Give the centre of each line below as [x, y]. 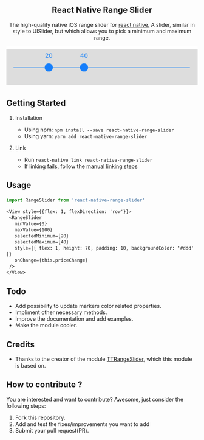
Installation [29, 117]
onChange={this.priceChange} [51, 260]
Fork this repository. [40, 417]
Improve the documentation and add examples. [74, 319]
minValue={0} [31, 224]
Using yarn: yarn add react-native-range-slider [86, 136]
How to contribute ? [44, 385]
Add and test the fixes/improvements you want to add [82, 424]
